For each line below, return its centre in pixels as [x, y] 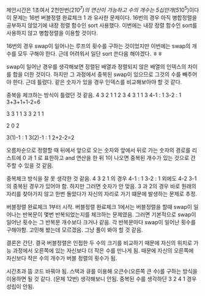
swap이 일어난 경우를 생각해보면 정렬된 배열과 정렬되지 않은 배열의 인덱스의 [96, 66]
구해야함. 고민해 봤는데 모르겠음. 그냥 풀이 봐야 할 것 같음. [75, 230]
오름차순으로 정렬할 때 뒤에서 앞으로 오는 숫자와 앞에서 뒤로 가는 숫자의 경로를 [99, 150]
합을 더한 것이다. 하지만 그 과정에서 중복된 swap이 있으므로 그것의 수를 [97, 74]
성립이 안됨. [20, 286]
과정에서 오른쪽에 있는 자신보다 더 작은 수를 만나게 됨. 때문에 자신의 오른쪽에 [103, 250]
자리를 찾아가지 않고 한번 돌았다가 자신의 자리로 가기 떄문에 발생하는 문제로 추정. [102, 194]
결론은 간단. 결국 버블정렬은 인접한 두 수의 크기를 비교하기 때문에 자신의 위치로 [99, 243]
